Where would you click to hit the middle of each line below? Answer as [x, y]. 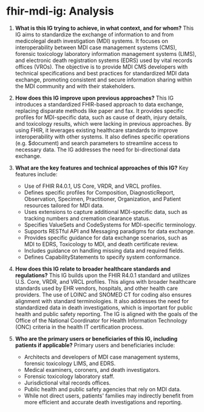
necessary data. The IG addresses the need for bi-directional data [98, 149]
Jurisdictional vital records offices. [67, 383]
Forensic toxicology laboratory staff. [69, 376]
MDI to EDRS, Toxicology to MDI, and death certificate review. [101, 244]
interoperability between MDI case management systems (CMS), [96, 47]
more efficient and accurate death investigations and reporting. [103, 402]
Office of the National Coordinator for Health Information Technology [101, 320]
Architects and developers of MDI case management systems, [102, 357]
